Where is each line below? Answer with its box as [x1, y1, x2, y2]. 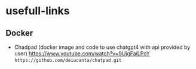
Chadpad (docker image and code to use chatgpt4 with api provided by [14, 43, 191, 51]
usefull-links [5, 4, 70, 18]
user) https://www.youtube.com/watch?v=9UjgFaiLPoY [14, 50, 150, 57]
